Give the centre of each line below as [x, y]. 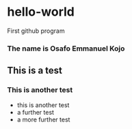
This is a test [35, 71]
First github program [36, 31]
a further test [36, 112]
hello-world [41, 12]
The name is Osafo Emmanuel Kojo [66, 48]
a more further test [43, 119]
